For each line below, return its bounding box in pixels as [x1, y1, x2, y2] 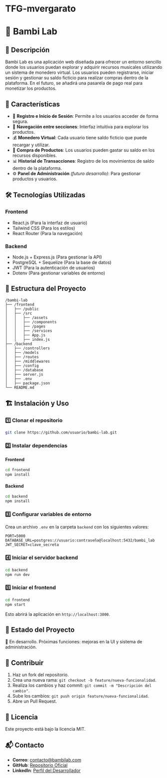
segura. [12, 118, 28, 124]
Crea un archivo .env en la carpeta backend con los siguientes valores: [5, 524, 149, 530]
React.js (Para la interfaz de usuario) [12, 220, 88, 226]
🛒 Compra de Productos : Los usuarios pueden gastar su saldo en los [12, 147, 155, 153]
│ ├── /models [5, 350, 39, 355]
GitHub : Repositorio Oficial [12, 762, 68, 768]
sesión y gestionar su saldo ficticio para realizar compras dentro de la [5, 75, 149, 81]
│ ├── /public [5, 306, 39, 311]
